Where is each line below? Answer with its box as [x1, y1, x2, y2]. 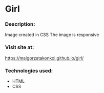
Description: [5, 21, 35, 28]
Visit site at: [5, 44, 34, 51]
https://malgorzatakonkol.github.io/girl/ [5, 55, 84, 61]
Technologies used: [5, 67, 53, 74]
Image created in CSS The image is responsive [5, 32, 99, 37]
